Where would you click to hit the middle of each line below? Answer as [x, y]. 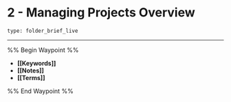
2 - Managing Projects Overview [101, 13]
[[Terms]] [31, 77]
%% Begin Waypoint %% [43, 50]
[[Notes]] [31, 71]
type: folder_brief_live [43, 31]
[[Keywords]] [36, 63]
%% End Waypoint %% [40, 91]
